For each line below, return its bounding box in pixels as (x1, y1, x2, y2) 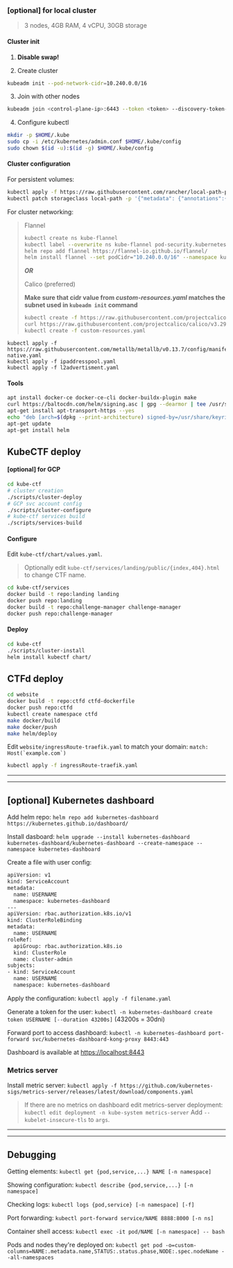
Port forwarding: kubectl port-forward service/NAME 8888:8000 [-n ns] (7, 1214, 214, 1222)
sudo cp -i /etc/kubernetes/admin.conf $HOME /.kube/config (7, 138, 182, 145)
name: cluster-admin (13, 956, 73, 963)
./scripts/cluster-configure (7, 506, 92, 513)
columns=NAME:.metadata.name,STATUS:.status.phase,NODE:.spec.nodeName (7, 1248, 218, 1255)
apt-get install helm (7, 426, 70, 433)
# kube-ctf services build (7, 513, 85, 520)
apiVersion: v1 (7, 872, 51, 878)
